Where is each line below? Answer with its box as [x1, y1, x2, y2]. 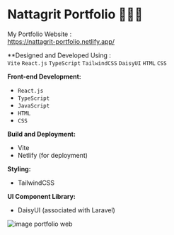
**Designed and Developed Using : [7, 51, 112, 59]
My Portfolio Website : [7, 30, 72, 38]
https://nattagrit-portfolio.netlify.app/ [7, 37, 115, 45]
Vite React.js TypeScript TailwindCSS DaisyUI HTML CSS [7, 59, 168, 67]
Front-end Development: [7, 72, 81, 81]
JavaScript [17, 102, 50, 109]
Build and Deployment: [7, 130, 76, 138]
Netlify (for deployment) [17, 151, 88, 159]
